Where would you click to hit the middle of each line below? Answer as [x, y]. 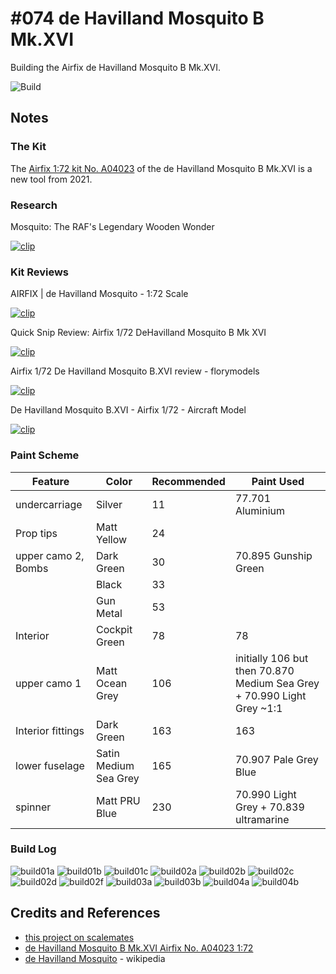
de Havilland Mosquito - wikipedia [95, 958]
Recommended [188, 481]
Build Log [33, 849]
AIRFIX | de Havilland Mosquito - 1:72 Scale [99, 294]
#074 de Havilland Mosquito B [137, 18]
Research [34, 205]
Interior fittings [50, 730]
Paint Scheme [45, 455]
